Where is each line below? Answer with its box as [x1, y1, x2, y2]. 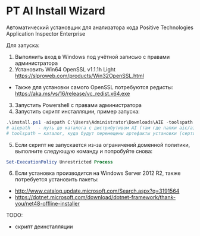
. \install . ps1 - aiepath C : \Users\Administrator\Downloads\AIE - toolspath [6, 119, 193, 125]
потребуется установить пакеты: [14, 176, 99, 183]
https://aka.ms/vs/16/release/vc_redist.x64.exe [14, 90, 130, 97]
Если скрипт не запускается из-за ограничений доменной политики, [14, 141, 190, 148]
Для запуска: [6, 42, 40, 49]
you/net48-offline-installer [14, 200, 80, 207]
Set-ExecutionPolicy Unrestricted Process [6, 159, 113, 165]
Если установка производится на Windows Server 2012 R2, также [14, 169, 181, 177]
